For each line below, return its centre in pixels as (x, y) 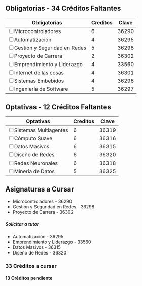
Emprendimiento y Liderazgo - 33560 (52, 242)
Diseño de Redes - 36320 (40, 253)
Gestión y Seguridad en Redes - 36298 (54, 207)
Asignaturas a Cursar (40, 189)
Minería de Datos (34, 171)
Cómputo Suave (33, 138)
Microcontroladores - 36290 (42, 201)
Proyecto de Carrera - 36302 (43, 212)
